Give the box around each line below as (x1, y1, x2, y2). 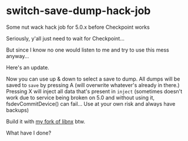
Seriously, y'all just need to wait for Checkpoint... (6, 35, 125, 42)
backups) (6, 106, 29, 113)
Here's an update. (6, 63, 50, 71)
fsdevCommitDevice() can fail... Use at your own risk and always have (6, 100, 176, 107)
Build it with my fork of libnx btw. (6, 117, 85, 125)
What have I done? (6, 129, 52, 136)
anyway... (6, 52, 29, 59)
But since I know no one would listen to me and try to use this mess (6, 46, 169, 53)
